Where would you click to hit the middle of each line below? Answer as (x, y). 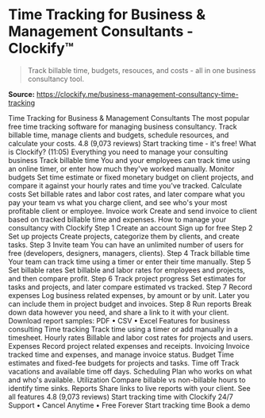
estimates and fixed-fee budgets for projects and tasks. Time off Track (124, 362)
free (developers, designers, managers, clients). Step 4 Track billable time (129, 253)
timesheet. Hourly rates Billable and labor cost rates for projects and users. (131, 337)
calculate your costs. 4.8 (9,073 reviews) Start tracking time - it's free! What (132, 143)
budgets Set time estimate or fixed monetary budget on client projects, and (131, 177)
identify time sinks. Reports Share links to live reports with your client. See (130, 388)
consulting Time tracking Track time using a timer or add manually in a (123, 329)
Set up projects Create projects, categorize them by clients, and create (124, 236)
